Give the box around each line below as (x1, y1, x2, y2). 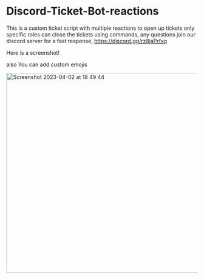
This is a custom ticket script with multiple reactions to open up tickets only (6, 24, 195, 32)
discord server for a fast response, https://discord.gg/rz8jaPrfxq (6, 37, 168, 44)
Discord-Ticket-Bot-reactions (6, 4, 159, 18)
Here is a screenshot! (6, 49, 59, 56)
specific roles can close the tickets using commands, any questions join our (6, 30, 196, 38)
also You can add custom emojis (6, 61, 87, 68)
